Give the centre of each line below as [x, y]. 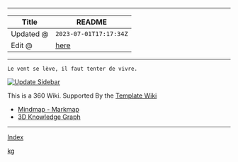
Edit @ [22, 45]
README [92, 22]
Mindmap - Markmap [49, 109]
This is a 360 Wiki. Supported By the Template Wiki [82, 96]
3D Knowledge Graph [49, 117]
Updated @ [30, 34]
